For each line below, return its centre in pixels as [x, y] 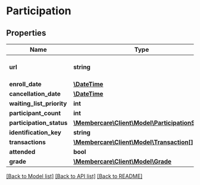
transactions [27, 142]
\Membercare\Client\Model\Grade [122, 162]
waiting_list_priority [38, 104]
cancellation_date [35, 94]
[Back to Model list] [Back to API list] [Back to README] [74, 176]
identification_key [35, 132]
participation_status [38, 123]
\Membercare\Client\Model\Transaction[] [133, 142]
